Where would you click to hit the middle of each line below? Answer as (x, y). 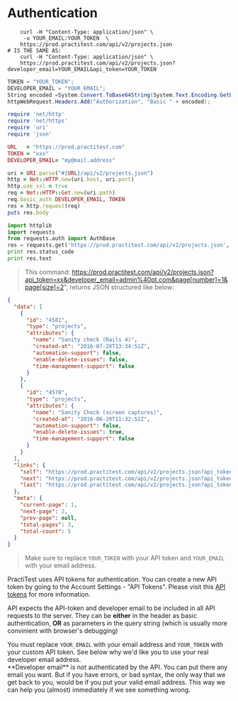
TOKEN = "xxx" (28, 153)
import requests (31, 232)
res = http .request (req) (44, 206)
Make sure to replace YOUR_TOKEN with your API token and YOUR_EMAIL (125, 558)
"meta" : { (28, 499)
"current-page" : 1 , (49, 505)
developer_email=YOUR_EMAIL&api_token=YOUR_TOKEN (82, 69)
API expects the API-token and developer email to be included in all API (111, 608)
